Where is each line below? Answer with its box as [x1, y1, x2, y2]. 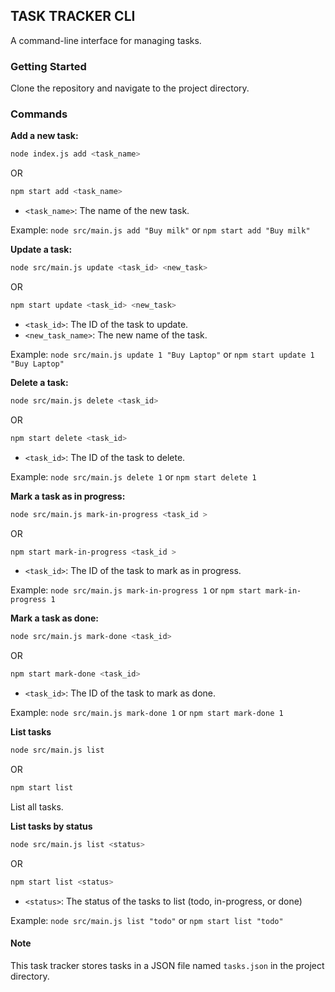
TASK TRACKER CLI [10, 8, 136, 25]
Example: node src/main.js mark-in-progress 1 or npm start [10, 584, 262, 596]
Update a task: [10, 244, 73, 256]
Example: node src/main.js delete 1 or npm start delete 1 [10, 470, 257, 483]
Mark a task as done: [10, 612, 99, 624]
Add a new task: [10, 130, 79, 142]
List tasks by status [10, 820, 93, 832]
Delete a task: [10, 376, 69, 388]
